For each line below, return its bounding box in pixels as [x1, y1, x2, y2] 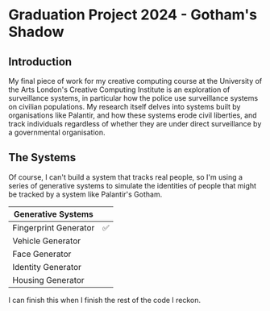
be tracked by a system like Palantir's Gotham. [8, 189, 163, 199]
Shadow [8, 23, 64, 41]
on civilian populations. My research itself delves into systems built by [8, 102, 241, 111]
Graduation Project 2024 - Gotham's [8, 6, 258, 24]
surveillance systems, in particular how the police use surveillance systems [8, 93, 259, 102]
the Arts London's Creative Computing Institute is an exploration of [8, 85, 231, 94]
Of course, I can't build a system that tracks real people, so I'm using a [8, 172, 243, 182]
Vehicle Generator [12, 235, 81, 247]
